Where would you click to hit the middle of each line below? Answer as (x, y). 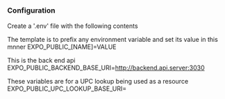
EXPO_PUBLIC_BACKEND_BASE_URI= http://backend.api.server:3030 (106, 68)
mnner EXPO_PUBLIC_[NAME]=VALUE (62, 47)
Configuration (31, 10)
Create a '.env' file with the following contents (73, 26)
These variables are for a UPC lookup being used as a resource (98, 81)
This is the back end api (41, 60)
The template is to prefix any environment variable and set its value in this (113, 39)
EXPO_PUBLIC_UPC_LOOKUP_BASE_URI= (67, 89)
